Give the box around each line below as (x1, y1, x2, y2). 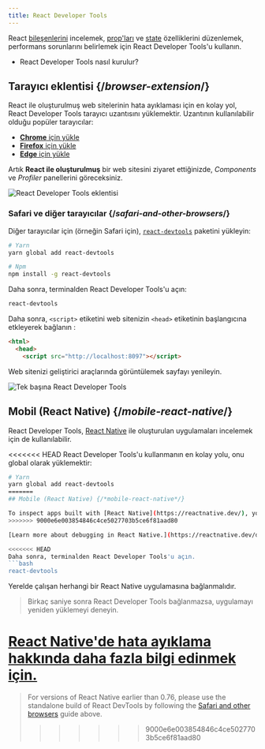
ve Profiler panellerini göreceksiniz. (8, 173, 123, 182)
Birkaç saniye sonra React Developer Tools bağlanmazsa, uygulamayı (27, 597, 254, 606)
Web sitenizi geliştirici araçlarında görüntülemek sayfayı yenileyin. (8, 366, 222, 376)
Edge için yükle (19, 149, 70, 159)
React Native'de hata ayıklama (8, 633, 211, 651)
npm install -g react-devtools (8, 270, 111, 279)
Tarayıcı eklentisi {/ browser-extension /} (8, 80, 211, 93)
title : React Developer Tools (8, 11, 108, 20)
